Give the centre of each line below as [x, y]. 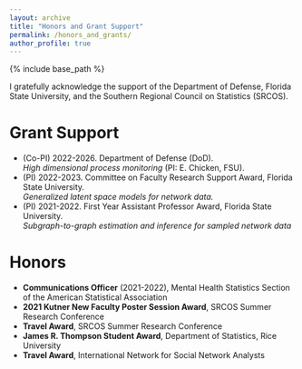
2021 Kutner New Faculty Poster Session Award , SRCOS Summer [147, 307]
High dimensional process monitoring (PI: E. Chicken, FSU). [133, 168]
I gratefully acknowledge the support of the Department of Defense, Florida [151, 86]
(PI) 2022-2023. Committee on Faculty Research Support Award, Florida [157, 177]
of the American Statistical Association [95, 297]
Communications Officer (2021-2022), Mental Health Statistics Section [156, 288]
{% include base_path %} [57, 69]
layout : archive [40, 18]
